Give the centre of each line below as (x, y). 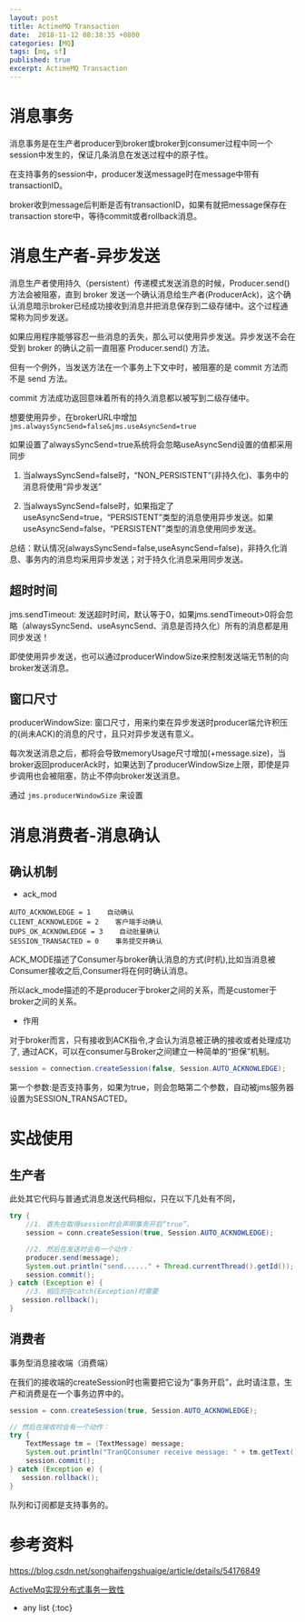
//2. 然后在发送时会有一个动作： (80, 1249)
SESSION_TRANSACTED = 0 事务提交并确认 (86, 942)
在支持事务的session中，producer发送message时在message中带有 (135, 174)
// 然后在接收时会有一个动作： (60, 1427)
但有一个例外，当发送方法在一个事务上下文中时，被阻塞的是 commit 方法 (145, 367)
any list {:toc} (47, 1607)
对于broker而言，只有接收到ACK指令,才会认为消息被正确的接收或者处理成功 (150, 1040)
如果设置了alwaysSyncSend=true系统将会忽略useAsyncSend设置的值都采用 (151, 444)
